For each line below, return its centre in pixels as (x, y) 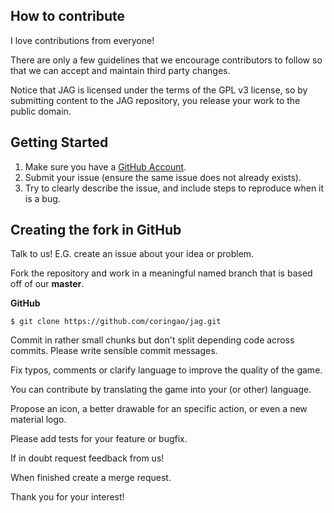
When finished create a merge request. (91, 478)
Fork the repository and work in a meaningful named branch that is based (161, 273)
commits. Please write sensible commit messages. (114, 351)
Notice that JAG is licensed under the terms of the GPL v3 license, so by (159, 90)
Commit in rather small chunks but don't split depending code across (152, 340)
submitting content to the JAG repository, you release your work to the (155, 100)
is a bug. (42, 198)
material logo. (38, 420)
